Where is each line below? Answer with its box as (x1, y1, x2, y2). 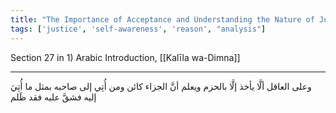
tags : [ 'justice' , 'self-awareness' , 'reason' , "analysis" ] (10, 24, 267, 34)
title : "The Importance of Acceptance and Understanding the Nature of (10, 14, 315, 25)
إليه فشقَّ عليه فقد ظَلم (10, 91, 97, 103)
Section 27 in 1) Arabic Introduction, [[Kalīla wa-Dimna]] (10, 51, 241, 63)
